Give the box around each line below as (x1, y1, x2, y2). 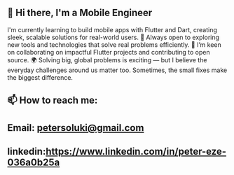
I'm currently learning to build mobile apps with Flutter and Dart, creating (7, 25, 217, 34)
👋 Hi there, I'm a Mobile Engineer (7, 7, 153, 19)
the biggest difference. (7, 73, 74, 81)
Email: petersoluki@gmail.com (7, 122, 144, 134)
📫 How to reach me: (7, 94, 98, 106)
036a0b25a (7, 156, 60, 168)
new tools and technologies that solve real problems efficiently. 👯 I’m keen (7, 40, 222, 49)
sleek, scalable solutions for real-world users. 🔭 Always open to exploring (7, 33, 219, 41)
